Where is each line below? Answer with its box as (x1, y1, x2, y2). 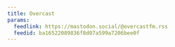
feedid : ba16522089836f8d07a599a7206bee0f (13, 29, 140, 37)
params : (7, 17, 30, 23)
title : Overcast (7, 10, 55, 17)
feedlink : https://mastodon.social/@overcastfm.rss (13, 23, 169, 30)
